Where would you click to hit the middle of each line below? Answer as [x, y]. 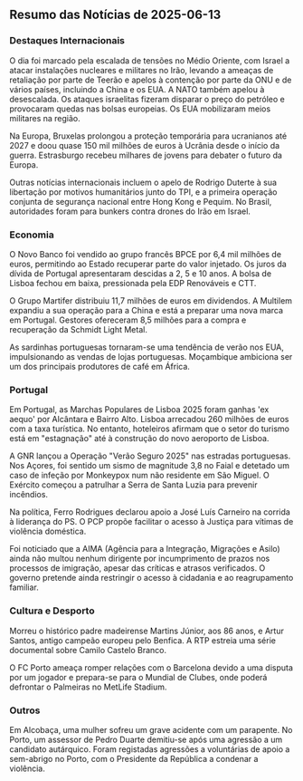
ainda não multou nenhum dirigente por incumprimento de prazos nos [140, 559]
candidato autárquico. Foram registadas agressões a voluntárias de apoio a [150, 749]
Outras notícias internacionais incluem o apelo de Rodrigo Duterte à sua [143, 182]
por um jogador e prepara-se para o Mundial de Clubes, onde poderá [138, 677]
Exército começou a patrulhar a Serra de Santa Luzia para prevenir [133, 485]
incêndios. [28, 495]
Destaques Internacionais [67, 41]
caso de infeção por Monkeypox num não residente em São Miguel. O [139, 476]
